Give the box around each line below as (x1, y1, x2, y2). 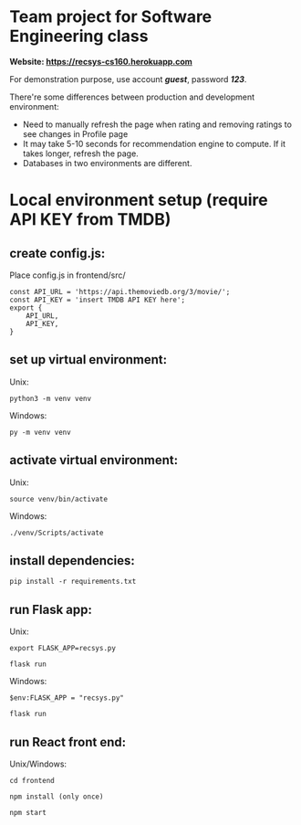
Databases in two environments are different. (22, 157, 192, 168)
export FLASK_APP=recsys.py (9, 644, 117, 653)
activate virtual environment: (9, 452, 179, 468)
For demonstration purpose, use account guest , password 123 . (9, 73, 247, 84)
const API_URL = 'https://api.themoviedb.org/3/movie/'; (9, 287, 231, 296)
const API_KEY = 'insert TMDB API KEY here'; (9, 295, 185, 304)
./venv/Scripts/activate (9, 528, 104, 537)
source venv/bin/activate (9, 494, 108, 503)
